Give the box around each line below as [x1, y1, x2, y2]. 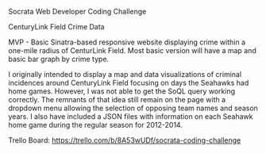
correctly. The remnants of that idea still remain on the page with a [8, 95, 226, 104]
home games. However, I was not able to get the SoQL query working [8, 86, 236, 96]
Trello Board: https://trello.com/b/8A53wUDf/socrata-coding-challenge [8, 136, 241, 145]
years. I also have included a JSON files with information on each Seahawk [8, 112, 253, 121]
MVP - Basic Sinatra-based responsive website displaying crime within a [8, 37, 246, 47]
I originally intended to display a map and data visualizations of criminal [8, 70, 242, 78]
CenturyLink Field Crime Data [8, 22, 105, 31]
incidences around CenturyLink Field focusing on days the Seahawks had [8, 78, 249, 87]
